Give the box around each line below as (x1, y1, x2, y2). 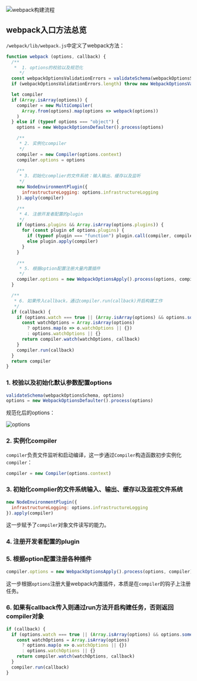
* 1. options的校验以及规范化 (13, 65, 83, 71)
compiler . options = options (16, 157, 85, 163)
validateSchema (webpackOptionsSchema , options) (6, 392, 125, 398)
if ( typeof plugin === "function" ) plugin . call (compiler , (27, 233, 172, 239)
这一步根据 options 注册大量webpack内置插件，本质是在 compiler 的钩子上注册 (6, 580, 191, 587)
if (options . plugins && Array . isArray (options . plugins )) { (16, 222, 164, 228)
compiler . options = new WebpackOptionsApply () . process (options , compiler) (6, 569, 193, 574)
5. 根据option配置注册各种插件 (6, 555, 92, 563)
